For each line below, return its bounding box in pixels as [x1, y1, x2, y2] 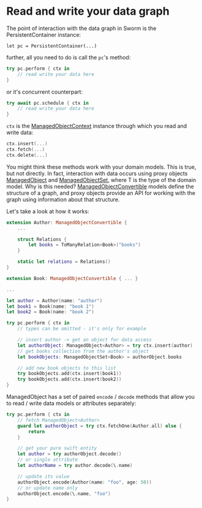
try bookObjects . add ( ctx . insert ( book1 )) [17, 371, 122, 377]
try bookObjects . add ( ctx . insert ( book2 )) [17, 376, 122, 382]
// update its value [17, 473, 70, 479]
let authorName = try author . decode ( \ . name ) [17, 463, 133, 469]
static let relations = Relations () [17, 259, 111, 265]
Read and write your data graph [6, 4, 170, 18]
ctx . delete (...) [6, 152, 48, 158]
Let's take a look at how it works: [6, 207, 90, 215]
